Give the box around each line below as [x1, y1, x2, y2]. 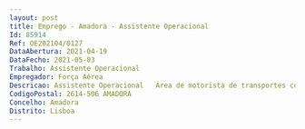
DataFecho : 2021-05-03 [9, 55, 95, 64]
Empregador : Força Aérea [9, 73, 103, 82]
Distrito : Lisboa [9, 106, 75, 115]
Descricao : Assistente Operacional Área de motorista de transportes [9, 81, 286, 90]
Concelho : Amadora [9, 97, 79, 107]
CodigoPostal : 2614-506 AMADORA [9, 89, 132, 98]
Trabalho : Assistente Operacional [9, 64, 141, 74]
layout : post [9, 13, 59, 23]
